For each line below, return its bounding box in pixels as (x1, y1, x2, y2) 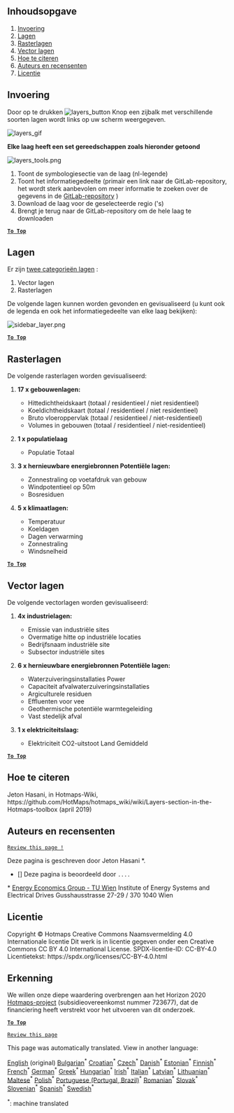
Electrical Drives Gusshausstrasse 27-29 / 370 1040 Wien (7, 890, 173, 899)
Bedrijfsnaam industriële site (27, 640, 110, 649)
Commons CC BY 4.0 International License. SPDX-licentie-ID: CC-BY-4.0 (7, 944, 217, 953)
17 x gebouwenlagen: (17, 385, 81, 394)
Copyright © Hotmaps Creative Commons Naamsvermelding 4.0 (7, 930, 193, 938)
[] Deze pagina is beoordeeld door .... (17, 869, 131, 878)
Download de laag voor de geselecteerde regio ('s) (17, 199, 164, 207)
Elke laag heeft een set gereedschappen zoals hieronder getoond (7, 142, 200, 150)
